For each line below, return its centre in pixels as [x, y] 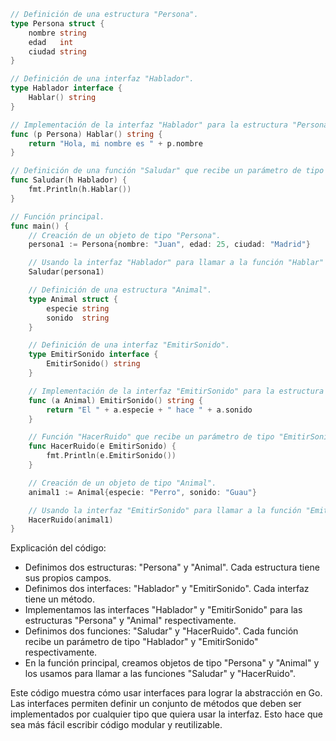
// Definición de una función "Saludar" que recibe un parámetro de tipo [167, 171]
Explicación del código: [58, 548]
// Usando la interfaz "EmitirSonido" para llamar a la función [165, 510]
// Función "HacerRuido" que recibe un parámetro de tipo [151, 437]
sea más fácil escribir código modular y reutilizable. [116, 725]
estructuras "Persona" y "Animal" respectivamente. [130, 621]
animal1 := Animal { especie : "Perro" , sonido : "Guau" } [142, 492]
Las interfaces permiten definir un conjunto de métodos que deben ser [156, 704]
